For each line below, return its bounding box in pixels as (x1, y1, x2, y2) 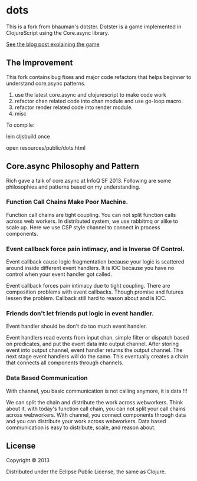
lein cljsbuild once (6, 133, 50, 140)
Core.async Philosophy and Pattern (6, 162, 140, 172)
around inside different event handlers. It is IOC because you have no (6, 265, 175, 272)
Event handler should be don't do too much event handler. (6, 322, 147, 330)
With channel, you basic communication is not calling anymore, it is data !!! (6, 387, 188, 394)
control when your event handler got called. (6, 271, 112, 278)
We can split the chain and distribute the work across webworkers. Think (6, 398, 183, 406)
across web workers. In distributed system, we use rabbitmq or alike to (6, 218, 178, 225)
